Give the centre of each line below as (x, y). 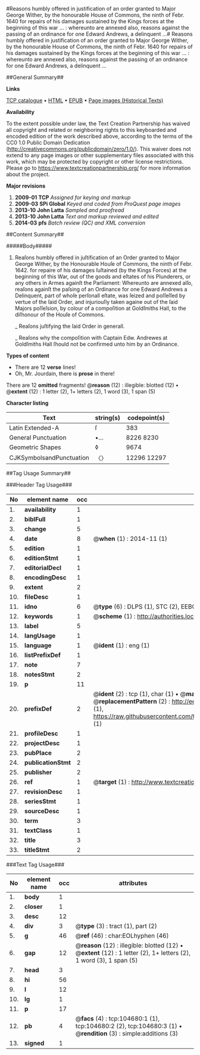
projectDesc (42, 743)
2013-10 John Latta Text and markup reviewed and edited (87, 216)
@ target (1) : (112, 782)
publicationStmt (48, 762)
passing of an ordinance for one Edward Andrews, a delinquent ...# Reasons (99, 34)
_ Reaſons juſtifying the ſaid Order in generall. (70, 326)
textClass (38, 831)
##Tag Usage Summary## (39, 473)
